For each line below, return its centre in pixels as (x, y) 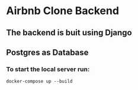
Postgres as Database (47, 52)
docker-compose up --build (39, 81)
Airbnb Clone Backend (63, 11)
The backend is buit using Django (69, 33)
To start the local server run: (48, 69)
